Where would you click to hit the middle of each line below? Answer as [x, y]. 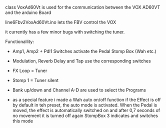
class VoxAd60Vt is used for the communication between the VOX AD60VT [83, 7]
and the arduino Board [28, 12]
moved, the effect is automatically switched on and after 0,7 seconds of [86, 110]
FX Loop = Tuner [30, 70]
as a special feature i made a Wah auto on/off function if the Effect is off [86, 100]
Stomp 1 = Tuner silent [35, 80]
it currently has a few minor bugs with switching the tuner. [65, 32]
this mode [23, 121]
